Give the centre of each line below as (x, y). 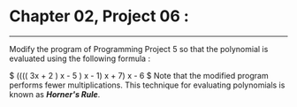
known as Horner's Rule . (55, 94)
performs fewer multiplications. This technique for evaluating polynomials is (147, 85)
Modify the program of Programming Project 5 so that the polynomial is (139, 49)
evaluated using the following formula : (80, 58)
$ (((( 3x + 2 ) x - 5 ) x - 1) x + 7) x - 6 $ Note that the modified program (139, 75)
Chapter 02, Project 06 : (99, 16)
